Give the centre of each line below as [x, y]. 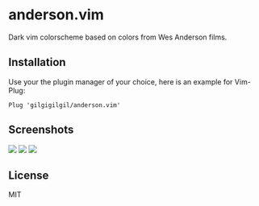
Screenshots [41, 130]
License [29, 175]
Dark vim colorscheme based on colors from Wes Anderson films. [118, 37]
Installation [37, 62]
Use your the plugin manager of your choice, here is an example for [121, 81]
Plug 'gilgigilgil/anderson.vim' [65, 105]
